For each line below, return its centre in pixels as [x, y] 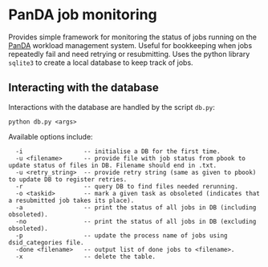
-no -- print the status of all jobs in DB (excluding [136, 221]
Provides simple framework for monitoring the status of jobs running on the [132, 37]
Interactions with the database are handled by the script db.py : [112, 107]
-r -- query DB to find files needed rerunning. [127, 186]
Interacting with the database [83, 88]
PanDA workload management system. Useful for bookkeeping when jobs [130, 45]
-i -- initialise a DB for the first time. [118, 151]
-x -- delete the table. [86, 257]
